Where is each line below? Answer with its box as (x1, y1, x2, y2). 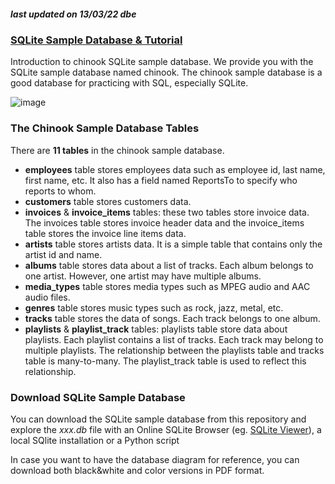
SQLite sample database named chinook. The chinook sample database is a (10, 66, 323, 79)
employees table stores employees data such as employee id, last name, (24, 163, 326, 175)
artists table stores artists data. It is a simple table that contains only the (24, 238, 323, 250)
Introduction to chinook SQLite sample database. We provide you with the (10, 56, 314, 68)
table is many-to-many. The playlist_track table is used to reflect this (24, 355, 307, 367)
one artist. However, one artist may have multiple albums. (24, 270, 262, 282)
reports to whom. (24, 185, 97, 197)
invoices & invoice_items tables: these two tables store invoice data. (24, 206, 310, 218)
